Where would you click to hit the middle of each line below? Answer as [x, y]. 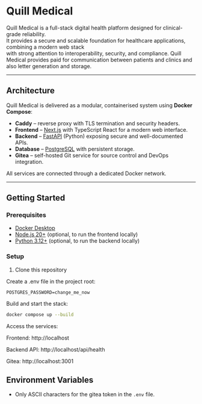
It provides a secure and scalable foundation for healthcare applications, [96, 40]
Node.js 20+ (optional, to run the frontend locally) [76, 235]
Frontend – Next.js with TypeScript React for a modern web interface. [101, 129]
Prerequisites [26, 215]
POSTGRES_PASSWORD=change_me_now [48, 292]
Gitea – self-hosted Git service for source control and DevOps [92, 155]
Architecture [31, 91]
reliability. [34, 34]
